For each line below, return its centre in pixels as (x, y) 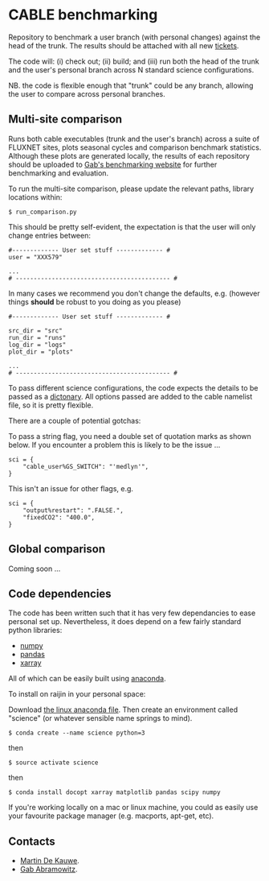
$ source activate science (53, 763)
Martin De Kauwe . (50, 861)
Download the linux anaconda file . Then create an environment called (123, 709)
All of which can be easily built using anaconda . (87, 679)
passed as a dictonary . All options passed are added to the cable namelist (130, 396)
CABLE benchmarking (83, 15)
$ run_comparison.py (43, 212)
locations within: (35, 197)
